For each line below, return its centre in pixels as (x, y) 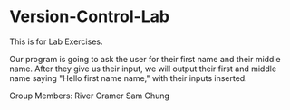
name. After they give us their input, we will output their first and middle (143, 69)
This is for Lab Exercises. (56, 41)
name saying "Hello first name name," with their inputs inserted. (128, 78)
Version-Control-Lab (90, 17)
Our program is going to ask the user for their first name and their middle (145, 59)
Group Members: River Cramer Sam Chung (90, 96)
